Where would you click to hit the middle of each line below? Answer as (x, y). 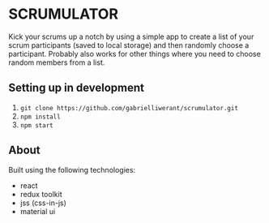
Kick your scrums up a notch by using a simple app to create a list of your (131, 36)
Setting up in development (76, 88)
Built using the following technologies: (72, 169)
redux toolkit (41, 194)
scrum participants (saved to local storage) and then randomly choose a (129, 45)
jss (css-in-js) (43, 203)
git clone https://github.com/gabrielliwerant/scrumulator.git (129, 108)
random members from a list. (57, 62)
